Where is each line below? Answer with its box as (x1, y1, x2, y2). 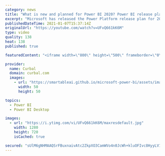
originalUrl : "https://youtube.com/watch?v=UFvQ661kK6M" (5, 26, 124, 31)
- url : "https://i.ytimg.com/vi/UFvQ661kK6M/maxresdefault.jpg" (9, 121, 144, 125)
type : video (5, 30, 29, 35)
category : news (5, 7, 36, 12)
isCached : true (14, 134, 45, 139)
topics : (5, 98, 21, 103)
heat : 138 (5, 39, 26, 44)
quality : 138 (5, 35, 32, 40)
